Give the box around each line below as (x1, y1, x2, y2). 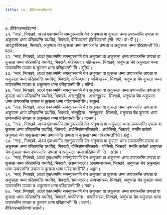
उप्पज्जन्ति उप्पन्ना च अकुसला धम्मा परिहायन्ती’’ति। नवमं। (5, 183, 95, 189)
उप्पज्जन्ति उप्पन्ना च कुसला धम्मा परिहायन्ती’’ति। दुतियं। (5, 64, 93, 70)
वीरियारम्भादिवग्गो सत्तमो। (5, 205, 45, 211)
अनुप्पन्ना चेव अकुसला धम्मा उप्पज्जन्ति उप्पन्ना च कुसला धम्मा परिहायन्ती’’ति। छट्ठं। (5, 132, 132, 138)
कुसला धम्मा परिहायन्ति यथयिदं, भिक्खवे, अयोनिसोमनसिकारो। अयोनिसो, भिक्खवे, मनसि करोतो (5, 126, 152, 132)
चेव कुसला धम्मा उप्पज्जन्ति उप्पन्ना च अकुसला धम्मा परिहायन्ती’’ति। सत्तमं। (5, 149, 122, 155)
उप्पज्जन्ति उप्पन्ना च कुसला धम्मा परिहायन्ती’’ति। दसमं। (5, 199, 92, 205)
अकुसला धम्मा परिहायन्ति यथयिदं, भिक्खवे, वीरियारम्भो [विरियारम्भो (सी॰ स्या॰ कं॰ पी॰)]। (5, 36, 141, 42)
